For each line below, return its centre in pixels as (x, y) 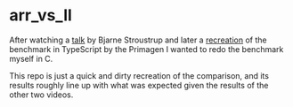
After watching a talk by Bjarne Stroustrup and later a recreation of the (138, 40)
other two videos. (41, 95)
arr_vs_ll (41, 15)
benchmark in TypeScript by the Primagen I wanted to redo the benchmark (146, 49)
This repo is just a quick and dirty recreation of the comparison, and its (139, 75)
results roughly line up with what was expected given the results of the (139, 85)
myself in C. (31, 58)
